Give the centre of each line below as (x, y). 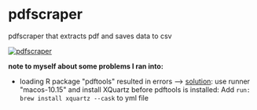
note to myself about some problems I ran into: (86, 66)
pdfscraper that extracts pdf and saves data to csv (90, 36)
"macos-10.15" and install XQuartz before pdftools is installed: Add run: (135, 89)
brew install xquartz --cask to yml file (84, 98)
